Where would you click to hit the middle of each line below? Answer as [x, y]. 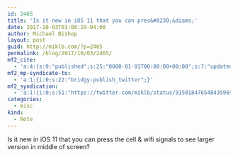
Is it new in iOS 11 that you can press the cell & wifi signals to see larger [111, 139]
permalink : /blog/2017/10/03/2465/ [60, 54]
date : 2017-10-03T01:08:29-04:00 [57, 27]
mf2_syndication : [33, 86]
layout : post [27, 40]
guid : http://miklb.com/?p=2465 [55, 47]
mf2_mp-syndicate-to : [39, 73]
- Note [23, 119]
